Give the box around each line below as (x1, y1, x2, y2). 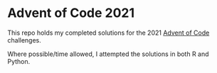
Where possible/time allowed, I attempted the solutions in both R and (7, 50, 209, 58)
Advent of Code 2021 (7, 5, 135, 21)
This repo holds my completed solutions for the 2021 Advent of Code (7, 28, 210, 37)
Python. (7, 57, 31, 65)
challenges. (7, 35, 41, 44)
